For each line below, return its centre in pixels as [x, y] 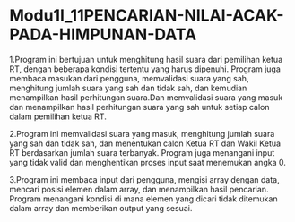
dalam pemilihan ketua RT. [58, 116]
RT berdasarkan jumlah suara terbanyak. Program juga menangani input [142, 152]
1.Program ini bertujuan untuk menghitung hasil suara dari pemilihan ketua [146, 59]
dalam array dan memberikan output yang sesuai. [101, 208]
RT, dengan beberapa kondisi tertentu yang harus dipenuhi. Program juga [145, 69]
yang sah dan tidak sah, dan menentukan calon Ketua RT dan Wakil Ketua [145, 143]
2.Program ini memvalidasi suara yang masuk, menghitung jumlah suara [142, 133]
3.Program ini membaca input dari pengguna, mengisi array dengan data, [144, 179]
